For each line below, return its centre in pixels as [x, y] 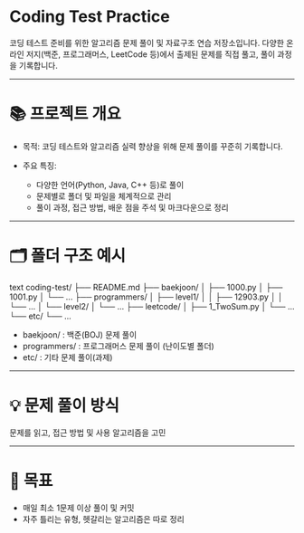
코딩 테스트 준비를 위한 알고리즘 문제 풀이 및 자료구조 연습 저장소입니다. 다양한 [147, 43]
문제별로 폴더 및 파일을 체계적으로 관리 [104, 195]
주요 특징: [39, 166]
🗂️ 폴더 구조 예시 [68, 256]
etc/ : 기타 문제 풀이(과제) [67, 357]
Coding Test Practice [90, 17]
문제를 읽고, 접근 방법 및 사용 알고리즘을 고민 [88, 433]
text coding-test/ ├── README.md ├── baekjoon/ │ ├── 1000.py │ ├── [146, 287]
